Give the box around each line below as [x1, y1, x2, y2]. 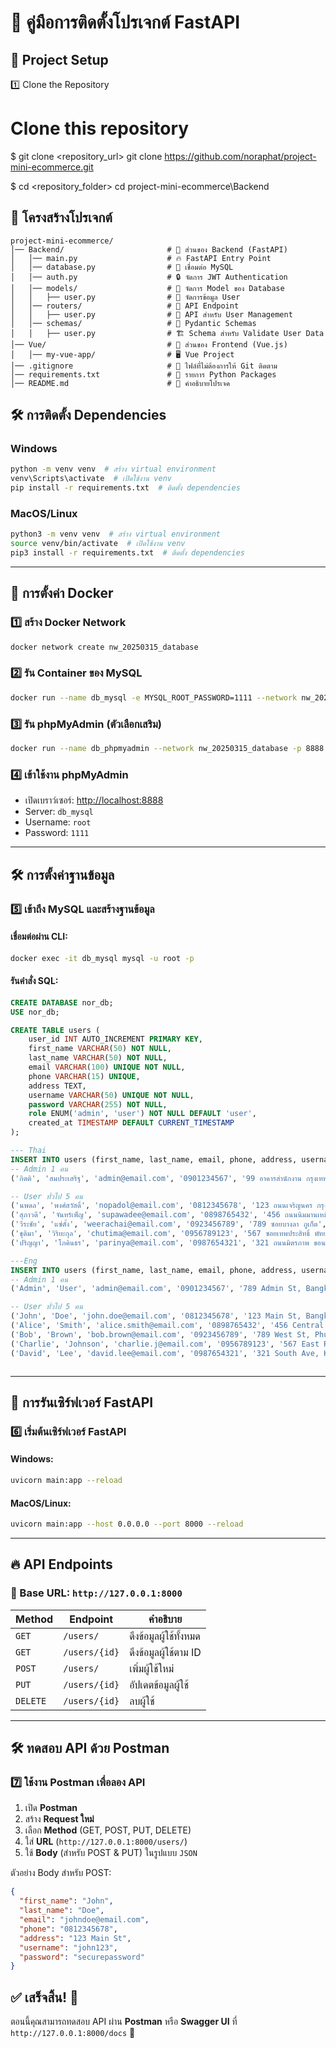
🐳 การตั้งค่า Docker [10, 585, 114, 602]
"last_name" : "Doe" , [19, 1906, 105, 1916]
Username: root [24, 816, 92, 828]
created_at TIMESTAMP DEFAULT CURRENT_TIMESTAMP [28, 1118, 235, 1128]
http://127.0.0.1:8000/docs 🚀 [10, 2027, 136, 2039]
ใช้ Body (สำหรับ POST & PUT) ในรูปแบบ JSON [24, 1847, 198, 1859]
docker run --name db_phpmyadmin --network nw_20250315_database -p [10, 744, 302, 754]
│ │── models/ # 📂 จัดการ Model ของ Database [10, 283, 285, 293]
